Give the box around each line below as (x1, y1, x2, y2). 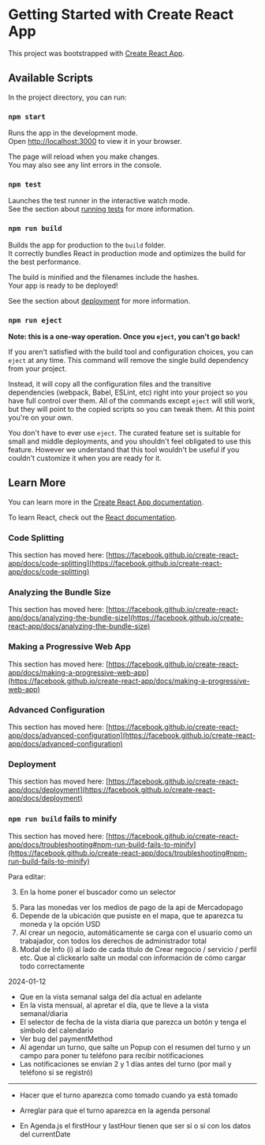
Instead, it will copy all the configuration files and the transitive (8, 379, 211, 388)
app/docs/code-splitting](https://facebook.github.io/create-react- (8, 559, 222, 569)
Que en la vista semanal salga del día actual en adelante (19, 992, 203, 1001)
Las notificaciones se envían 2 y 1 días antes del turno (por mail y (19, 1059, 232, 1068)
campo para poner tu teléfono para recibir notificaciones (19, 1050, 204, 1060)
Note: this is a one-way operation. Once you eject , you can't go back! (8, 331, 241, 341)
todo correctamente (19, 961, 85, 970)
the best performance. (8, 257, 81, 266)
